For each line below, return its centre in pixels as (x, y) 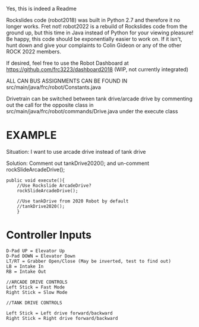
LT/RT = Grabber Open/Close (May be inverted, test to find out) (89, 261)
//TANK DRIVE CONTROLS (34, 303)
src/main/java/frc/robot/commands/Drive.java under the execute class (92, 111)
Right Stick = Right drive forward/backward (62, 318)
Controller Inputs (49, 235)
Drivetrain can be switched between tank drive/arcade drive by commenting (99, 99)
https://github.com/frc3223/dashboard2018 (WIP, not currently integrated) (97, 69)
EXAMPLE (31, 135)
